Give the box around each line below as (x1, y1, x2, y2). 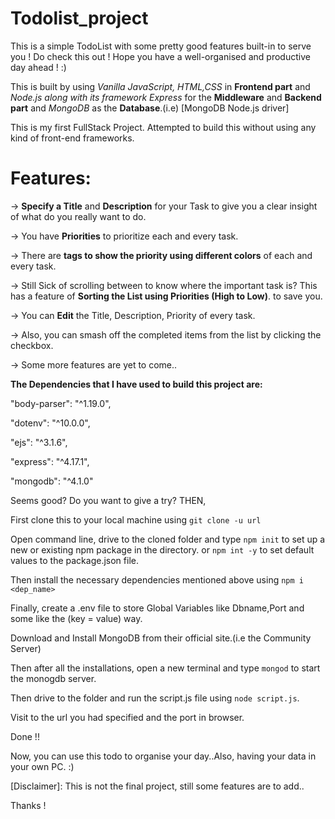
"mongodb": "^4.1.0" (10, 475, 94, 487)
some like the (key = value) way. (10, 612, 143, 624)
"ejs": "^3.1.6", (10, 436, 68, 448)
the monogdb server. (10, 672, 97, 684)
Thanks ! (10, 799, 47, 811)
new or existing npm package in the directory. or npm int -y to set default (10, 543, 315, 556)
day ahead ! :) (10, 61, 67, 73)
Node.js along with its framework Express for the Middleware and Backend (10, 91, 322, 103)
